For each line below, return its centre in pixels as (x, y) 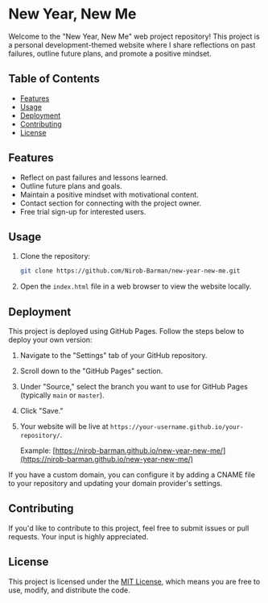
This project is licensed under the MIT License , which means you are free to (134, 581)
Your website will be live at (64, 426)
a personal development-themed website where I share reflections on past (132, 44)
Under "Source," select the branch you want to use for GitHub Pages (134, 387)
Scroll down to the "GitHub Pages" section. (91, 371)
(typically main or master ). (62, 395)
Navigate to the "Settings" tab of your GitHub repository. (113, 356)
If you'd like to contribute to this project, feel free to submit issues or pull (129, 528)
